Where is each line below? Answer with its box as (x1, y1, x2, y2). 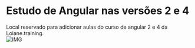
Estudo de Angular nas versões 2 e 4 (6, 4, 190, 18)
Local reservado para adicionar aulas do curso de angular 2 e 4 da (6, 23, 168, 30)
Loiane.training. (6, 29, 44, 36)
